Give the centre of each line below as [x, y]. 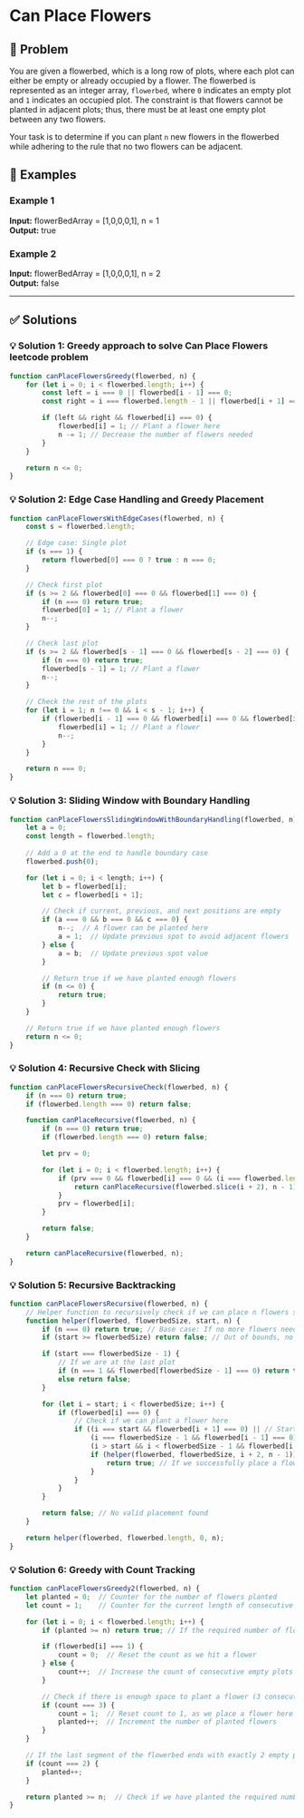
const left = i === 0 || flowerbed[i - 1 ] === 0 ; [137, 393]
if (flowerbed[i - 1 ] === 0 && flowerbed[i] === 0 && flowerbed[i [170, 719]
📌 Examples [43, 175]
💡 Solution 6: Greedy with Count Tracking [103, 1569]
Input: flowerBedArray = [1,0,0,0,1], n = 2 [85, 273]
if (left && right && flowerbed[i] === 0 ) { [127, 418]
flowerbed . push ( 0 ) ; [62, 861]
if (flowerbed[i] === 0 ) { [109, 1412]
